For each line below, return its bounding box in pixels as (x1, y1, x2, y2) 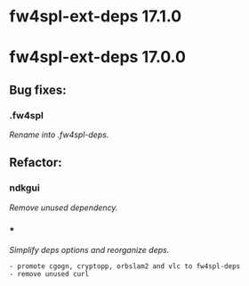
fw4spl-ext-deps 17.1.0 (9, 6, 182, 27)
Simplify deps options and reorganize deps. (9, 245, 170, 256)
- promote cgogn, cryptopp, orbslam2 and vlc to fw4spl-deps (9, 262, 241, 271)
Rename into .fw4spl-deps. (9, 129, 109, 140)
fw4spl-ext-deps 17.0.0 (9, 47, 187, 68)
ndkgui (9, 182, 40, 194)
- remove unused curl (9, 270, 90, 279)
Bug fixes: (9, 82, 67, 97)
